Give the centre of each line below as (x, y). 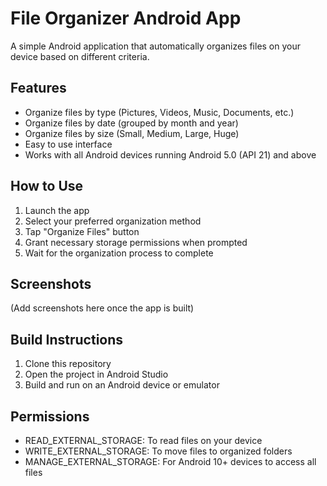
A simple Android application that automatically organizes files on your (156, 46)
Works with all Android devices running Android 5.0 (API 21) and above (170, 154)
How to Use (47, 186)
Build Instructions (67, 339)
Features (38, 88)
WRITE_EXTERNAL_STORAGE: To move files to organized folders (158, 451)
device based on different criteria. (80, 56)
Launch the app (57, 210)
